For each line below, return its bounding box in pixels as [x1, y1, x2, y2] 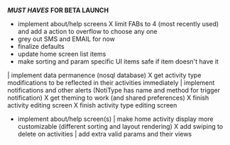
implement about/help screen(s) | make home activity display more [17, 115, 214, 123]
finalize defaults [17, 42, 65, 50]
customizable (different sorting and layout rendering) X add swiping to [17, 122, 224, 130]
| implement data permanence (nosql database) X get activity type [7, 71, 202, 79]
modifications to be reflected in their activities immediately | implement [7, 79, 215, 87]
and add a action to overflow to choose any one [17, 28, 158, 35]
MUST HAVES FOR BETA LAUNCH [7, 6, 109, 14]
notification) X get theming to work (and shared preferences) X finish [7, 93, 209, 102]
